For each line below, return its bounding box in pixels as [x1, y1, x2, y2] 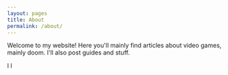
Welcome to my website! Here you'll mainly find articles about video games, [7, 42, 222, 50]
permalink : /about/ [7, 22, 63, 29]
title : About [7, 16, 45, 23]
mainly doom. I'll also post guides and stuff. [7, 48, 130, 57]
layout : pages [7, 10, 48, 17]
